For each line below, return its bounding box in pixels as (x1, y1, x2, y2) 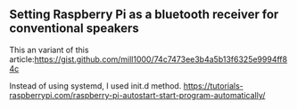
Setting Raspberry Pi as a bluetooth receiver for (9, 7, 279, 22)
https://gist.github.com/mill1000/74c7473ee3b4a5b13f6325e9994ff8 (34, 53, 288, 65)
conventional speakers (9, 21, 140, 36)
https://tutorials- (183, 80, 243, 91)
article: (9, 53, 35, 65)
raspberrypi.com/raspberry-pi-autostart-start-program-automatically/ (9, 90, 266, 100)
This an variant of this (9, 44, 89, 55)
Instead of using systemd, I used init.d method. (9, 80, 182, 91)
